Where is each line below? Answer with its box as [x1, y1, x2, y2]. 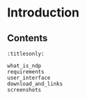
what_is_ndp [7, 63, 41, 69]
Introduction [7, 5, 80, 21]
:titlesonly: [7, 50, 45, 57]
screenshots [7, 87, 41, 93]
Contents [7, 32, 48, 44]
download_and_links [7, 80, 63, 87]
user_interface [7, 74, 51, 81]
